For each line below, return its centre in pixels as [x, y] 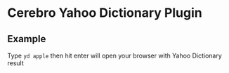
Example [27, 39]
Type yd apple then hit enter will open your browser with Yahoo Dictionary [115, 55]
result [16, 63]
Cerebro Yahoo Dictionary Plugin [105, 13]
